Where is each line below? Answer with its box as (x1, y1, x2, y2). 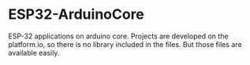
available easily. (8, 48, 60, 57)
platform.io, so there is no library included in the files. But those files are (8, 39, 242, 49)
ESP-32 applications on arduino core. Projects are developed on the (8, 31, 229, 41)
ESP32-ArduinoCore (8, 5, 144, 23)
